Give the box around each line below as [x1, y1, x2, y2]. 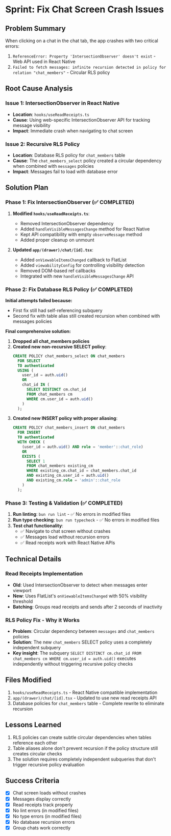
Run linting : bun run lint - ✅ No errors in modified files [12, 511, 131, 517]
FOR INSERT [17, 430, 41, 435]
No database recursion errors [12, 819, 75, 825]
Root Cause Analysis [5, 84, 73, 93]
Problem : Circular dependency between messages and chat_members [12, 628, 155, 634]
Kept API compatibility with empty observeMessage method [20, 231, 142, 237]
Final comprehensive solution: [5, 328, 71, 334]
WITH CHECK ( [17, 440, 45, 445]
